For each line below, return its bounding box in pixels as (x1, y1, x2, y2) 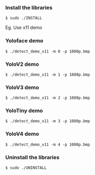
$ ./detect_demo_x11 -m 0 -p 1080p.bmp (5, 49, 90, 54)
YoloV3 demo (5, 83, 39, 91)
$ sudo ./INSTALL (5, 16, 42, 21)
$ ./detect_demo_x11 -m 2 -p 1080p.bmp (5, 96, 90, 101)
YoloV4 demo (5, 130, 39, 137)
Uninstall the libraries (5, 154, 60, 161)
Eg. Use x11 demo (5, 24, 42, 31)
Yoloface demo (5, 37, 43, 44)
